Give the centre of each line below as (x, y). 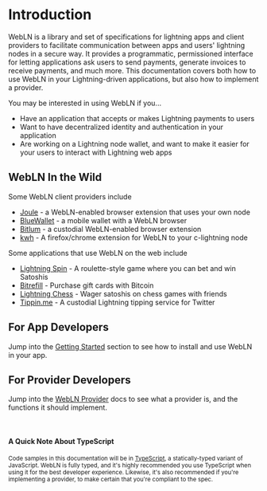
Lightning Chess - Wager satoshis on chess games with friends (124, 293)
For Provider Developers (70, 380)
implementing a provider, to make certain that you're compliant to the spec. (110, 479)
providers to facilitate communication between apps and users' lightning (127, 45)
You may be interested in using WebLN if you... (85, 103)
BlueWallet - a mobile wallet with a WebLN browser (103, 220)
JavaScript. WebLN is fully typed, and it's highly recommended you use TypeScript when (130, 465)
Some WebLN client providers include (70, 196)
